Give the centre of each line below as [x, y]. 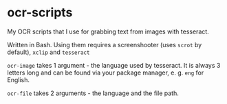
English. [18, 79]
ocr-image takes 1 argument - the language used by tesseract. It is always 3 [114, 65]
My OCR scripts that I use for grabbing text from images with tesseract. [108, 31]
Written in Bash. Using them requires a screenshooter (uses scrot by [105, 44]
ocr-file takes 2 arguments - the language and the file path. [93, 93]
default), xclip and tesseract [48, 52]
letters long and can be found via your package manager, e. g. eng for [106, 73]
